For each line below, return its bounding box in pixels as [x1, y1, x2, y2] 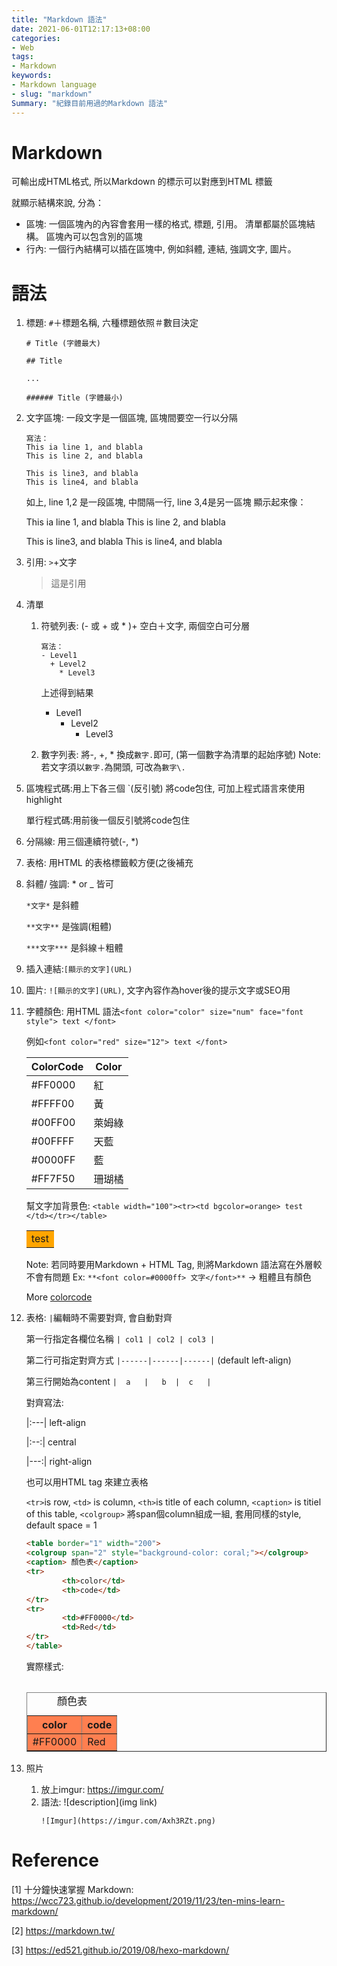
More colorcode [25, 1291, 93, 1303]
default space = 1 [25, 1519, 98, 1531]
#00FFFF [30, 1134, 75, 1148]
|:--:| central [25, 1436, 77, 1448]
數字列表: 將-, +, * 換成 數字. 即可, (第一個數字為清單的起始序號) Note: [40, 749, 321, 761]
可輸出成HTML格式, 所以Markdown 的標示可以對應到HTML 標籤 [11, 176, 273, 188]
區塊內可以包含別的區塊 [45, 231, 143, 243]
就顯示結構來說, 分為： [11, 197, 104, 209]
